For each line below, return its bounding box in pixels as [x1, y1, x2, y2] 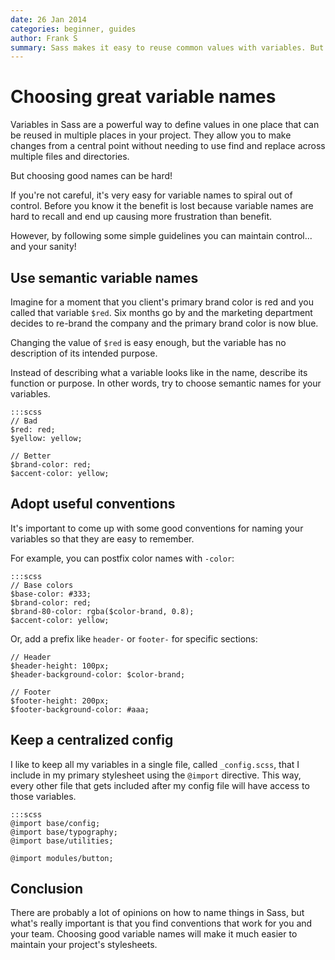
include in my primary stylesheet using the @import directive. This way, [10, 769, 302, 781]
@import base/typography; [10, 827, 118, 837]
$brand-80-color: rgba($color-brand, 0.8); [10, 606, 195, 616]
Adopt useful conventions [10, 496, 176, 513]
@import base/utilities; [10, 836, 114, 846]
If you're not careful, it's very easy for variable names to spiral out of [10, 189, 293, 201]
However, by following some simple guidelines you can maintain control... [10, 230, 313, 242]
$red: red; [10, 425, 56, 435]
